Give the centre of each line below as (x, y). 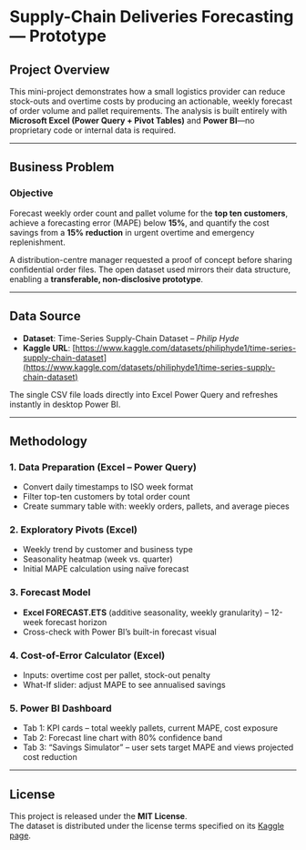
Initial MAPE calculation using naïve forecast (106, 569)
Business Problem (62, 167)
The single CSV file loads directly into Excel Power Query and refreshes (144, 394)
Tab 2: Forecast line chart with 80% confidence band (122, 738)
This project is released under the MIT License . (98, 816)
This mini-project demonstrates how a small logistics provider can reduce (148, 91)
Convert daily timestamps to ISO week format (108, 487)
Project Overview (60, 70)
